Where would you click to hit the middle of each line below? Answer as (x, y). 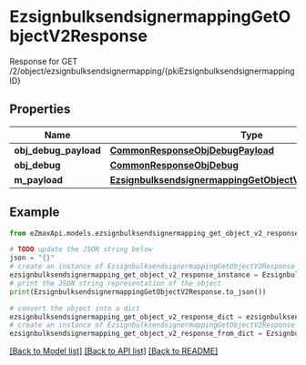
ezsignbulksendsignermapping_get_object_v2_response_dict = (126, 317)
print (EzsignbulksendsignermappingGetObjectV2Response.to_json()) (138, 292)
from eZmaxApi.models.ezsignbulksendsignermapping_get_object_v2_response (154, 233)
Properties (40, 110)
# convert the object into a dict (75, 308)
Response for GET (44, 61)
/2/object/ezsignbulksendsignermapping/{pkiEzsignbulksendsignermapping (152, 71)
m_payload (39, 179)
